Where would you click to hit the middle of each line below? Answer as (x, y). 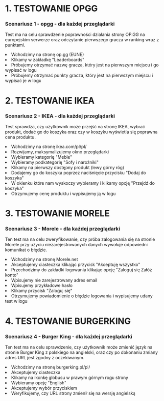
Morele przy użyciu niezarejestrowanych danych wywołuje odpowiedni (76, 245)
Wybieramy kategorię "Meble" (42, 157)
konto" (12, 275)
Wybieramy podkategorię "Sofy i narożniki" (55, 162)
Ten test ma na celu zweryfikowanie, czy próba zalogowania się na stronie (80, 239)
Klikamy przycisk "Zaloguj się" (42, 291)
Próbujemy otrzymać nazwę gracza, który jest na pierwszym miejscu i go (85, 65)
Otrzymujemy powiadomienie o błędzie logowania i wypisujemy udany (82, 296)
